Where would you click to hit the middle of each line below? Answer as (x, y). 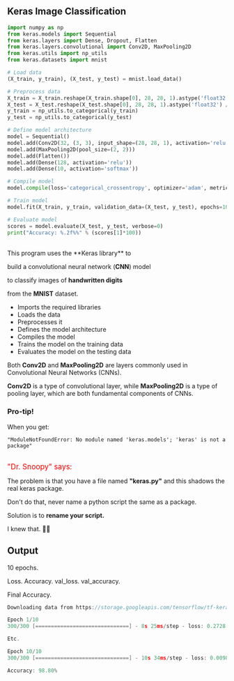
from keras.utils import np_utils (57, 54)
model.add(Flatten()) (39, 156)
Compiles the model (46, 337)
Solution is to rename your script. (56, 515)
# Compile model (31, 182)
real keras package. (36, 488)
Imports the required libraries (59, 307)
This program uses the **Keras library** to (69, 253)
